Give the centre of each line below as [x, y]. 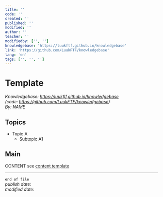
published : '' [19, 23]
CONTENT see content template [37, 166]
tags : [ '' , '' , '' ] [25, 59]
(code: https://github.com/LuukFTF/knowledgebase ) [57, 102]
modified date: [20, 189]
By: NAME [15, 107]
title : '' [15, 9]
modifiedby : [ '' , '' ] [27, 41]
